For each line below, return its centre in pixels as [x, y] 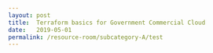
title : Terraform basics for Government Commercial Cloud [107, 23]
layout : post [29, 15]
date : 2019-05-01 [40, 30]
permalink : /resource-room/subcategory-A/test [86, 37]
